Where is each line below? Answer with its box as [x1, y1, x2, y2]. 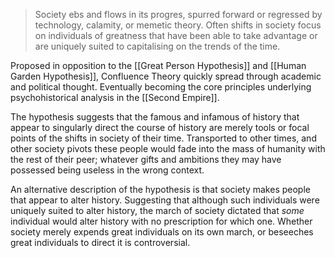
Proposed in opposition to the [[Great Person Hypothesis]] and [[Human [10, 60, 307, 71]
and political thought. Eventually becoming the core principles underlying [10, 81, 312, 93]
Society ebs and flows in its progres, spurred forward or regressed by [34, 9, 323, 20]
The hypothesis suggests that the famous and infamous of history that [10, 111, 300, 123]
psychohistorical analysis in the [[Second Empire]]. [10, 92, 220, 103]
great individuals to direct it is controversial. [10, 237, 191, 248]
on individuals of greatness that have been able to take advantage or [34, 30, 318, 41]
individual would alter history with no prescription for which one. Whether [10, 215, 313, 227]
